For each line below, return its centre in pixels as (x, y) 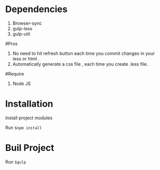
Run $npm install (23, 127)
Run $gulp (16, 161)
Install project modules (29, 118)
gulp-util (21, 34)
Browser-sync (27, 23)
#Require (15, 73)
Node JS (22, 83)
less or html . (26, 58)
